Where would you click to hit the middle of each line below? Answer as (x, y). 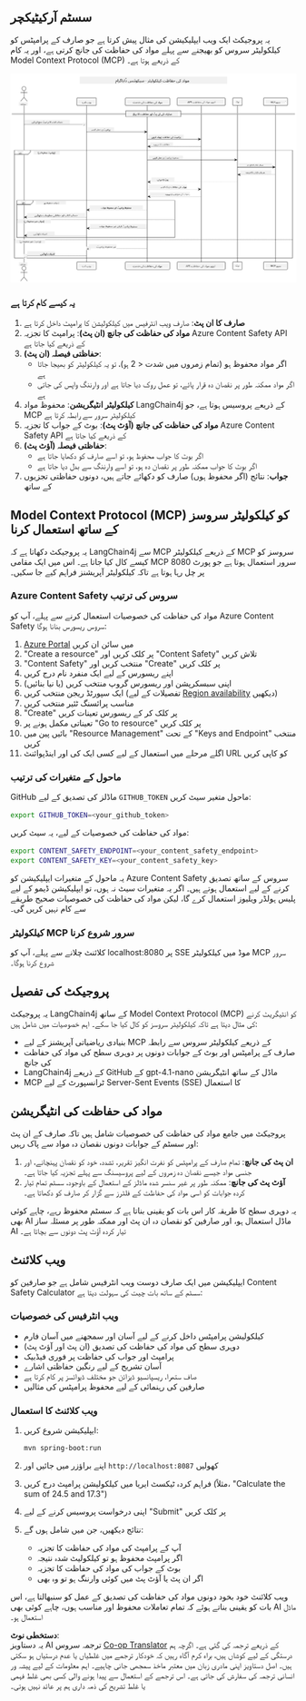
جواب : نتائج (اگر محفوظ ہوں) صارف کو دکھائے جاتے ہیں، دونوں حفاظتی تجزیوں (156, 476)
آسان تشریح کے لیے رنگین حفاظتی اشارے (93, 1366)
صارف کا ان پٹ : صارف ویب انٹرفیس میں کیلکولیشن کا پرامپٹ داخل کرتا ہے (134, 322)
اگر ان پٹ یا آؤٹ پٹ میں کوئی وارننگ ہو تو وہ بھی (120, 1578)
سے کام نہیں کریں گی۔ (49, 908)
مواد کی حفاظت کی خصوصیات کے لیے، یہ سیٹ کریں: (100, 833)
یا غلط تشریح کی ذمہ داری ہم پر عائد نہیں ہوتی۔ (78, 1686)
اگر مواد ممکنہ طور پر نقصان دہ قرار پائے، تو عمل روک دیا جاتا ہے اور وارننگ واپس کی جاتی (166, 384)
